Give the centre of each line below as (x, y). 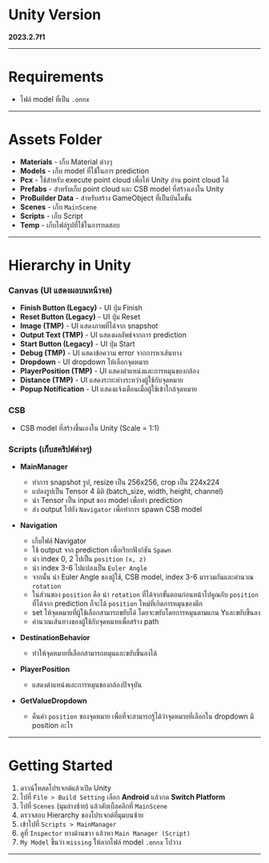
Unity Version (55, 15)
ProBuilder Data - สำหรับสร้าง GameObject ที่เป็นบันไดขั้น (106, 197)
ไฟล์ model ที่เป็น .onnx (55, 99)
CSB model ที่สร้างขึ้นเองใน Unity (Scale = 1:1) (90, 427)
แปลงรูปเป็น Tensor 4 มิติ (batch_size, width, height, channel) (128, 491)
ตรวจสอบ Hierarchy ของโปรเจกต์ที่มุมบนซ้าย (82, 815)
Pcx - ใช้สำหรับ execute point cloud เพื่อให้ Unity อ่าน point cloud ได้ (124, 180)
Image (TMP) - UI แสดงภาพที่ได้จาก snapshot (89, 326)
